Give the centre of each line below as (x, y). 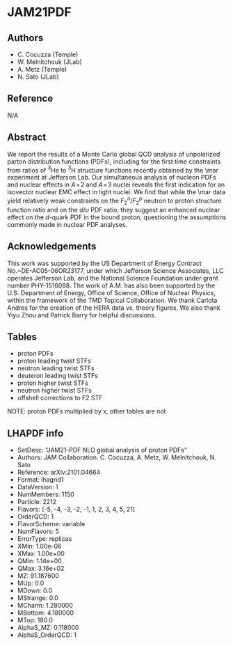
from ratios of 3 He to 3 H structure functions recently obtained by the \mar (113, 169)
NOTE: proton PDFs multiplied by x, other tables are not (87, 411)
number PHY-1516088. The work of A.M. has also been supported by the (111, 285)
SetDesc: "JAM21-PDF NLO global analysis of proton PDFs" (102, 450)
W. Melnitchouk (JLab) (49, 62)
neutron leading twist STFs (56, 368)
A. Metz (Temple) (42, 69)
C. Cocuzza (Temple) (48, 54)
